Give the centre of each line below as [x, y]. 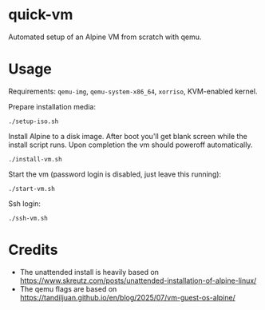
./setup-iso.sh [34, 121]
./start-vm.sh [32, 189]
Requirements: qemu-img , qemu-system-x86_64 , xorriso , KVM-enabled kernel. [133, 91]
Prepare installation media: [52, 106]
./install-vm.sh [35, 159]
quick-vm [41, 15]
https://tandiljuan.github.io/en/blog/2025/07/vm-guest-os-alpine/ [127, 297]
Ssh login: [25, 203]
